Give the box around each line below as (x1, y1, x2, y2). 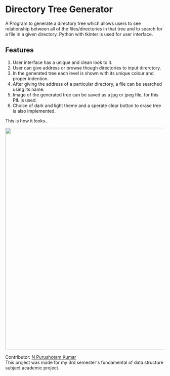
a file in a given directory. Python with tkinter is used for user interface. (5, 31, 153, 37)
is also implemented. (12, 108, 56, 114)
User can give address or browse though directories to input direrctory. (12, 64, 161, 71)
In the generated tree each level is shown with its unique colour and (12, 70, 154, 76)
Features (5, 46, 34, 54)
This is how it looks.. (5, 118, 48, 124)
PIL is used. (12, 97, 37, 103)
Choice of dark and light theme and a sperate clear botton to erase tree (12, 102, 161, 109)
